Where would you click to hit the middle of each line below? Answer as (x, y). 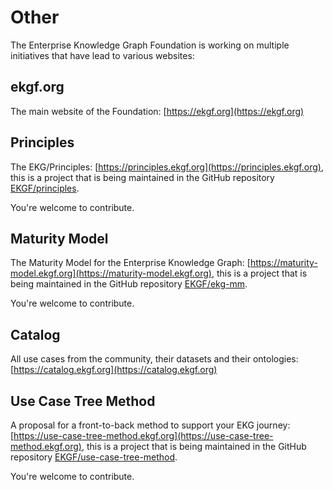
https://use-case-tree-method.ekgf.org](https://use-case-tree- (143, 435)
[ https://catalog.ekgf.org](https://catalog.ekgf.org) (114, 370)
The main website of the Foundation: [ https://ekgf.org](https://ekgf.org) (157, 111)
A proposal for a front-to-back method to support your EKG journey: (150, 425)
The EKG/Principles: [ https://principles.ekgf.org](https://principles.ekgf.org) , (167, 167)
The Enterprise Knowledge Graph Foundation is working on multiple (150, 45)
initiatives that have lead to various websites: (102, 55)
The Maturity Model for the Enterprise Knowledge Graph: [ (130, 263)
